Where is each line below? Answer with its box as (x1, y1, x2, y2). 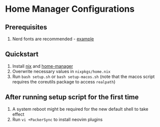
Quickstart (5, 50, 39, 58)
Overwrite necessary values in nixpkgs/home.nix (12, 68, 111, 74)
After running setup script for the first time (5, 93, 139, 102)
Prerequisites (5, 23, 47, 31)
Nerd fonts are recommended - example (12, 36, 95, 42)
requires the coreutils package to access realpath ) (12, 78, 116, 84)
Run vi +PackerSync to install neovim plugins (12, 116, 103, 122)
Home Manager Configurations (5, 3, 135, 15)
